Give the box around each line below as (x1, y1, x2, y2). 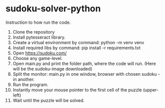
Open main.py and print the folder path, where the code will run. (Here (12, 60, 156, 66)
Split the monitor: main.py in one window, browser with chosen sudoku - (12, 71, 160, 77)
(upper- (143, 87, 159, 93)
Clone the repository (12, 29, 55, 35)
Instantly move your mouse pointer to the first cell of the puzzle (12, 87, 142, 93)
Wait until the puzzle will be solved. (12, 97, 85, 103)
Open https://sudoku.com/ (12, 50, 67, 56)
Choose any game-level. (12, 55, 63, 61)
